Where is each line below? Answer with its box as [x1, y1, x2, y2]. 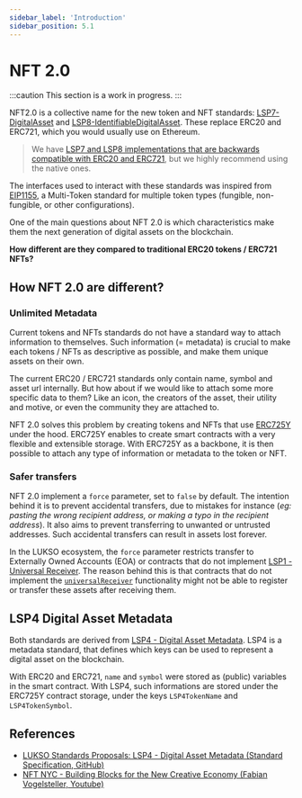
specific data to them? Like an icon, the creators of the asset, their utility [9, 392, 277, 403]
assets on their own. [9, 356, 84, 367]
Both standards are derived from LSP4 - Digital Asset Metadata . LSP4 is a [9, 635, 282, 646]
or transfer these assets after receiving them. [9, 585, 177, 596]
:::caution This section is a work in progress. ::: [9, 90, 182, 101]
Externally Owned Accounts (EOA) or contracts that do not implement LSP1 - [9, 556, 293, 567]
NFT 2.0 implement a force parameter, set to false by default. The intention [9, 491, 289, 502]
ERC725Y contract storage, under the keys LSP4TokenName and [9, 690, 238, 702]
